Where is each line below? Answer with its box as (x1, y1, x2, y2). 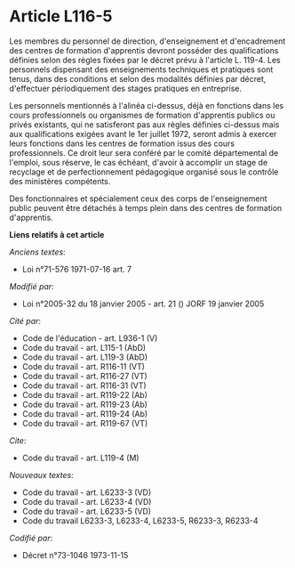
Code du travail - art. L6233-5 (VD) (21, 506, 152, 516)
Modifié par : (9, 280, 55, 291)
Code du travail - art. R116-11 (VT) (21, 361, 145, 371)
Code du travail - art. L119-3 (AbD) (21, 352, 148, 362)
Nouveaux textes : (9, 469, 74, 480)
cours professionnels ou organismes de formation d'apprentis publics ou (9, 110, 275, 120)
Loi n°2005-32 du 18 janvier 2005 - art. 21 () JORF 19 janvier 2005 (21, 298, 265, 309)
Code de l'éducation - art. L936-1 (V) (21, 332, 158, 344)
